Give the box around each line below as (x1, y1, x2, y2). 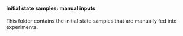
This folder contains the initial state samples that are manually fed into (6, 17, 177, 24)
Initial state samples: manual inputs (6, 5, 96, 12)
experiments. (6, 24, 38, 31)
